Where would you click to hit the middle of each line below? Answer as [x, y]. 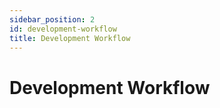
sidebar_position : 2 [52, 19]
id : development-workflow [63, 29]
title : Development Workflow [70, 38]
